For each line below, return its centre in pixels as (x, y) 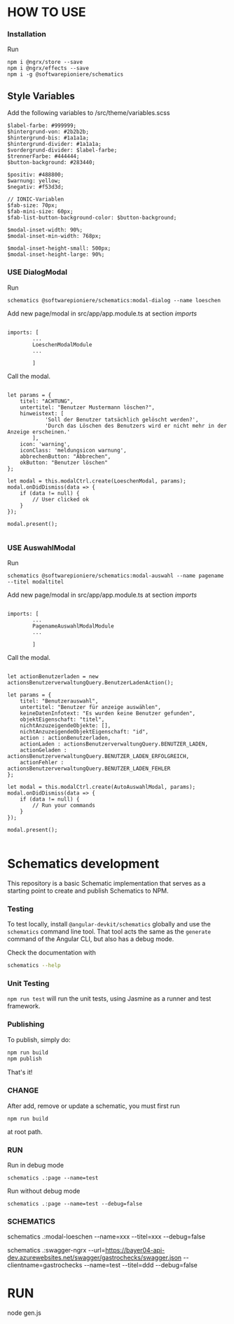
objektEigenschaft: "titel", (62, 720)
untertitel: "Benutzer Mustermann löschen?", (88, 407)
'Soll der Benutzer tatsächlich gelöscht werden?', (122, 419)
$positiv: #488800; (36, 175)
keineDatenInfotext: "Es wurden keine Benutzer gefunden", (108, 713)
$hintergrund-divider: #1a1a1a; (54, 144)
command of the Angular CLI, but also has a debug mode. (91, 939)
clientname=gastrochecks (45, 1265)
